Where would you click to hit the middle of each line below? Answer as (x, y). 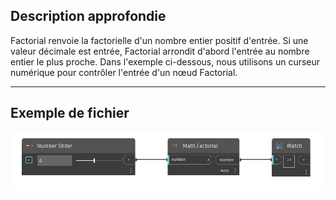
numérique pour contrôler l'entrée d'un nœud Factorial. (124, 72)
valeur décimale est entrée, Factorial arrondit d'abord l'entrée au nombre (160, 51)
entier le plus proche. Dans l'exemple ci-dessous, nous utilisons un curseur (165, 61)
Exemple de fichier (70, 113)
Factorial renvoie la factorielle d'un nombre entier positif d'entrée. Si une (159, 40)
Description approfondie (88, 16)
